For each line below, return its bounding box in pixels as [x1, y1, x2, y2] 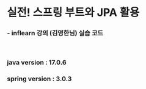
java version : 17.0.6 [7, 59, 67, 67]
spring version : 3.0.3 [7, 74, 72, 83]
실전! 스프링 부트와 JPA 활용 [7, 5, 140, 20]
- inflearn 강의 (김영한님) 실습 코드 [7, 29, 103, 37]
